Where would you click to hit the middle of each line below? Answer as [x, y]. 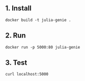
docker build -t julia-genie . [38, 20]
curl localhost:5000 [27, 74]
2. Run [16, 36]
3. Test [16, 63]
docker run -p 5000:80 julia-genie [43, 47]
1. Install [18, 8]
